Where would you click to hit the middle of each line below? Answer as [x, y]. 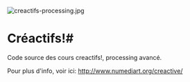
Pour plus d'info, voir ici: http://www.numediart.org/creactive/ [95, 71]
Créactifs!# [41, 39]
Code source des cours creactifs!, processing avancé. [85, 57]
